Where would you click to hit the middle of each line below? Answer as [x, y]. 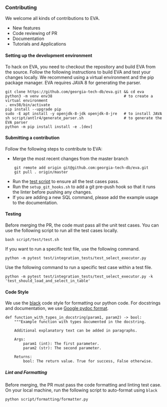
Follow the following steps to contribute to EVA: [54, 148]
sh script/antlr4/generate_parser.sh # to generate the [84, 118]
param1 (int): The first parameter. [61, 344]
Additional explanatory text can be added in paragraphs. [76, 331]
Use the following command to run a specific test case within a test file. [79, 267]
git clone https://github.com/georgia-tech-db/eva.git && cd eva [74, 91]
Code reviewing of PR [35, 33]
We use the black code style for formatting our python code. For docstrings [83, 303]
